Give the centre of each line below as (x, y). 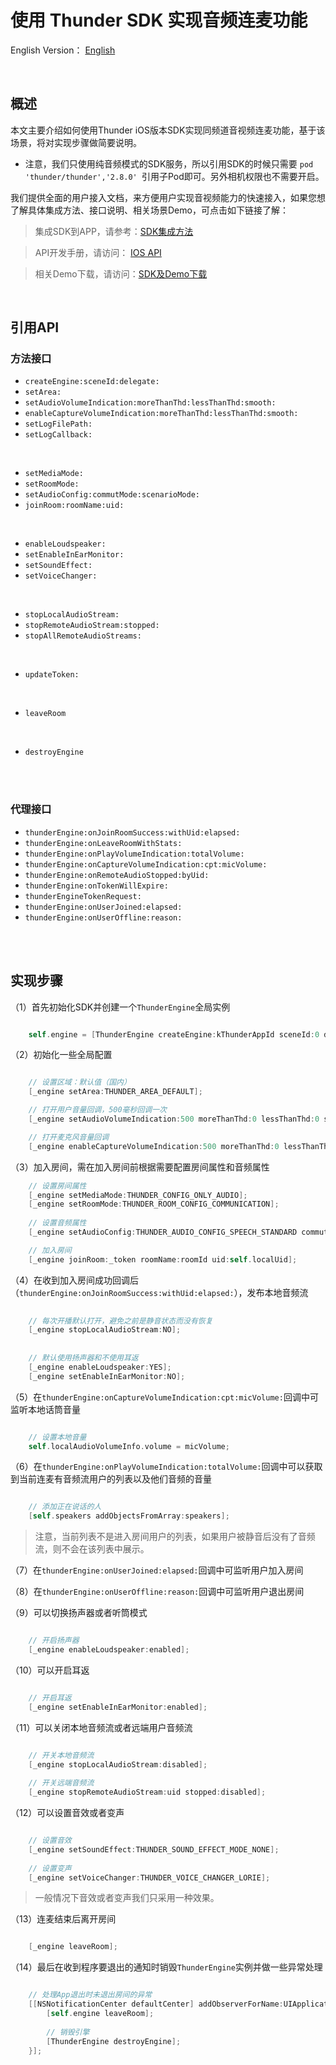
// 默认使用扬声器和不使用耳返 (83, 1358)
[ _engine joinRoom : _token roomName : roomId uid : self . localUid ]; (163, 1259)
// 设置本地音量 (57, 1437)
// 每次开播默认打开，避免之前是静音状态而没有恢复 (120, 1321)
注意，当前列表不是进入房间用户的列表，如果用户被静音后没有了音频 (175, 1537)
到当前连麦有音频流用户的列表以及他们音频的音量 (111, 1479)
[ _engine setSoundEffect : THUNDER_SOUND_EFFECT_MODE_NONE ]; (154, 1849)
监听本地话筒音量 (45, 1409)
